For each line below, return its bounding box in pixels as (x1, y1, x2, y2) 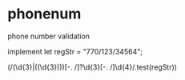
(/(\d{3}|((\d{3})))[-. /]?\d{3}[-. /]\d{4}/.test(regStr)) (7, 62, 178, 72)
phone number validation (7, 31, 90, 41)
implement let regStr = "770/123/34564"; (7, 46, 143, 56)
